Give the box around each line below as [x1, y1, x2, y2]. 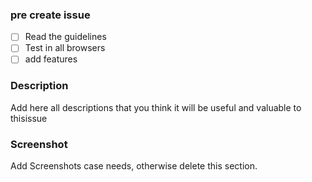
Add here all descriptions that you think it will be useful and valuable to [10, 101, 302, 113]
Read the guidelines [24, 31, 107, 43]
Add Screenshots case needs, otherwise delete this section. [10, 160, 258, 172]
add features [24, 53, 78, 65]
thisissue [10, 112, 48, 124]
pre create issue [10, 8, 91, 22]
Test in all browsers [24, 42, 106, 54]
